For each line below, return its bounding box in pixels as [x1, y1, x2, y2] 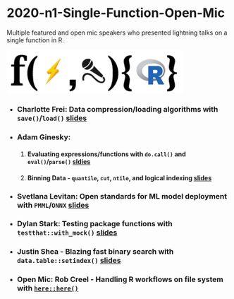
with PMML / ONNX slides [16, 200, 90, 210]
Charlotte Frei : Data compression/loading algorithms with [16, 105, 218, 115]
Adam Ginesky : [16, 132, 71, 142]
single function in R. [6, 35, 65, 44]
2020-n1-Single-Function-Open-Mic [6, 5, 225, 21]
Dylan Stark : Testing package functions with [16, 219, 173, 229]
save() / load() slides [16, 113, 87, 123]
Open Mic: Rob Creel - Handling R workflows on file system [16, 274, 223, 284]
